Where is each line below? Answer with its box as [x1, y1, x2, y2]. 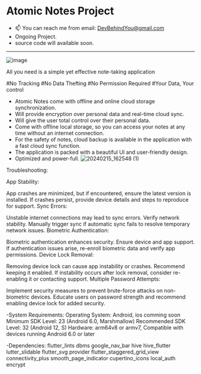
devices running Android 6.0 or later [6, 330, 95, 337]
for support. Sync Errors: [6, 202, 68, 209]
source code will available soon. [14, 39, 95, 46]
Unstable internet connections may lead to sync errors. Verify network [6, 214, 180, 221]
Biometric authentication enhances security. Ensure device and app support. [6, 238, 195, 245]
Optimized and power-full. [14, 154, 80, 162]
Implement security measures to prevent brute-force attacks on [6, 287, 163, 294]
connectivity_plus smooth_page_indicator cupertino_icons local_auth [6, 354, 176, 361]
